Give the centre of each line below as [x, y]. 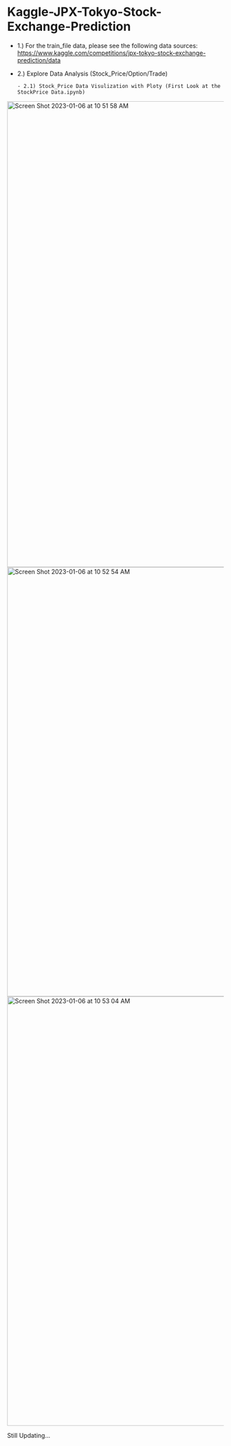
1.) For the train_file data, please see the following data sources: [107, 45]
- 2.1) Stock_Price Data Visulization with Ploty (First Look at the [119, 86]
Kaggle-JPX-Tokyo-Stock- [85, 12]
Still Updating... [29, 1435]
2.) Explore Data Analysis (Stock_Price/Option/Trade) [92, 74]
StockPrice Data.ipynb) [51, 92]
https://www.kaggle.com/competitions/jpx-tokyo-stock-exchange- [111, 53]
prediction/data [39, 60]
